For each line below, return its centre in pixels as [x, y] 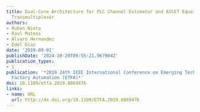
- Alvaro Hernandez [30, 39]
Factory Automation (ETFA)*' [48, 78]
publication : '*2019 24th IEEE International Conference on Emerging [94, 72]
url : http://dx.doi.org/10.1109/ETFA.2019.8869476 [76, 100]
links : [14, 89]
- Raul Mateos [24, 34]
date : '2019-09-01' [30, 50]
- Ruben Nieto [24, 28]
